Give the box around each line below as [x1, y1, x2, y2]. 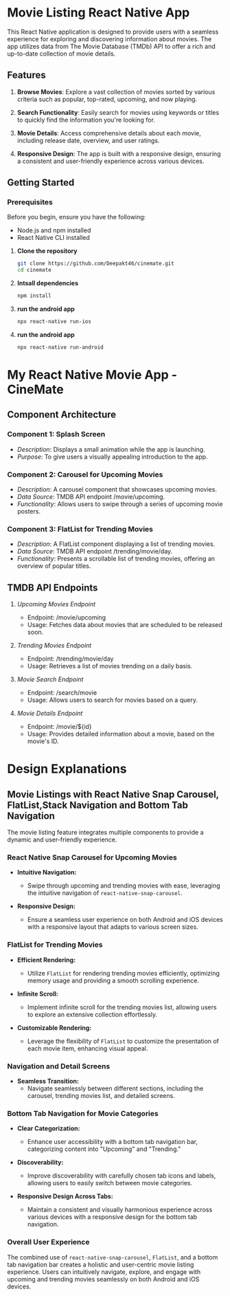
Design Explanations [7, 761, 127, 777]
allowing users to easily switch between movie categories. [27, 1179, 193, 1187]
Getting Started [7, 177, 75, 188]
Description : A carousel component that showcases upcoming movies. [16, 485, 218, 493]
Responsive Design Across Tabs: [16, 1192, 113, 1200]
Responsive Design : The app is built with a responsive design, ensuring [16, 149, 221, 157]
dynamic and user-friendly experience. [7, 835, 117, 844]
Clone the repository [16, 247, 78, 255]
